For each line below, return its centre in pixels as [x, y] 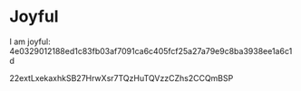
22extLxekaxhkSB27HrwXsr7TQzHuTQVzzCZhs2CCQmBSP [121, 77]
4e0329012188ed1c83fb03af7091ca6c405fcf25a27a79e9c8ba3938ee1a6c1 [151, 50]
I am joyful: [30, 41]
